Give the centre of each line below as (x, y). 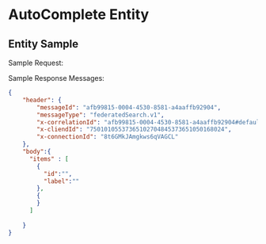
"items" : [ (49, 159)
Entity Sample (44, 44)
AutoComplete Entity (79, 15)
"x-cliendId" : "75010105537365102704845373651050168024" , (134, 130)
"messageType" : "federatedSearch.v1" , (101, 115)
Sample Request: (36, 63)
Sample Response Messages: (56, 78)
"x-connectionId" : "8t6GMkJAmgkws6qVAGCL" (108, 137)
